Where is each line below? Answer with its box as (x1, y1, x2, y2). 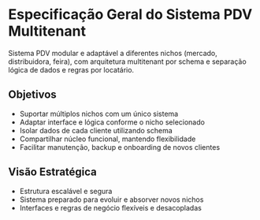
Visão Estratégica (8, 166, 97, 179)
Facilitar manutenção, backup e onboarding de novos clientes (19, 142, 221, 151)
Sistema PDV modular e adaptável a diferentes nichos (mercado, (8, 48, 218, 58)
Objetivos (8, 88, 57, 102)
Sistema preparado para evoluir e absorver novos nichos (19, 195, 204, 204)
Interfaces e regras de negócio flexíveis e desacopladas (19, 203, 202, 212)
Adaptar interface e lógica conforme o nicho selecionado (19, 117, 205, 127)
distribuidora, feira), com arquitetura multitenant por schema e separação (8, 57, 247, 66)
